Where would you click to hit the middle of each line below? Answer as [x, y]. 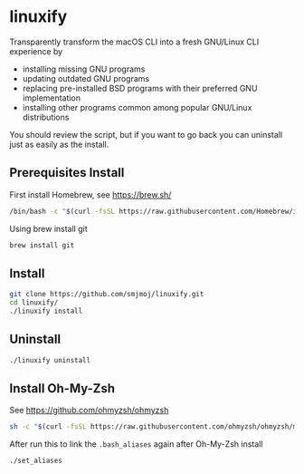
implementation [52, 98]
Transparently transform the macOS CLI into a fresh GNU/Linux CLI [134, 42]
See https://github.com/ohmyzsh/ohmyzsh [89, 411]
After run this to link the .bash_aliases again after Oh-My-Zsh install [136, 444]
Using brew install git [48, 228]
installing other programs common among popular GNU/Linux [137, 107]
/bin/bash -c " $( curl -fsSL [62, 211]
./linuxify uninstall [50, 360]
